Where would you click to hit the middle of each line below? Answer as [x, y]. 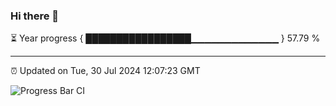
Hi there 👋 [35, 16]
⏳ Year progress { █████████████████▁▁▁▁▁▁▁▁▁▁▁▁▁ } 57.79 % [165, 38]
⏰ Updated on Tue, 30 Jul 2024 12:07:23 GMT [105, 71]
